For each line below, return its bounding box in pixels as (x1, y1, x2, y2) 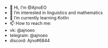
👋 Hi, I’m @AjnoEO (9, 5, 47, 10)
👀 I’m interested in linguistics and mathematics (9, 10, 103, 16)
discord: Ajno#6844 (9, 38, 50, 43)
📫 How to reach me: (9, 20, 52, 26)
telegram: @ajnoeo (9, 32, 48, 38)
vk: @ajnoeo (9, 27, 35, 33)
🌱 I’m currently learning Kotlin (9, 15, 69, 20)
